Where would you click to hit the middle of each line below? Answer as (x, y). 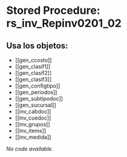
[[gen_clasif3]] (33, 79)
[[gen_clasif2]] (33, 73)
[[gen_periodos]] (36, 92)
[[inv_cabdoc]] (33, 111)
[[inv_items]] (31, 131)
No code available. (30, 149)
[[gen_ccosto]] (33, 60)
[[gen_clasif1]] (33, 66)
